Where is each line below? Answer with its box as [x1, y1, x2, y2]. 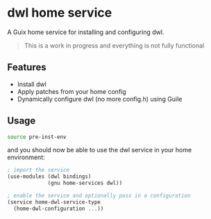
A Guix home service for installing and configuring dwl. [7, 28, 164, 36]
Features [7, 61, 47, 74]
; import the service [7, 167, 70, 174]
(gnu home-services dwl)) [47, 179, 123, 187]
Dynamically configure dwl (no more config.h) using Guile [17, 95, 183, 103]
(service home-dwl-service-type [7, 198, 101, 206]
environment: [7, 153, 45, 161]
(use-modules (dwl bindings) [7, 173, 92, 180]
